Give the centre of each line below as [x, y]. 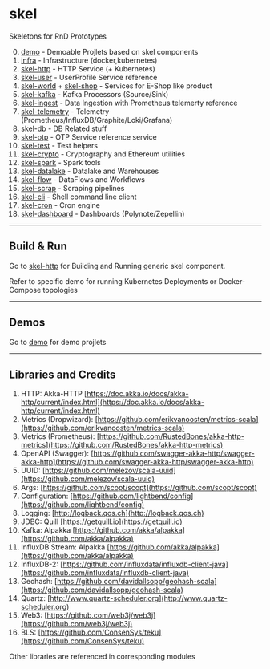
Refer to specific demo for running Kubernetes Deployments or [113, 281]
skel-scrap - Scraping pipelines [73, 188]
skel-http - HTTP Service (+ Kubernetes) [88, 68]
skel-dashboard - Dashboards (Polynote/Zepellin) [103, 213]
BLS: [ [30, 633]
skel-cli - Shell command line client [79, 197]
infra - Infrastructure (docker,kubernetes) [89, 60]
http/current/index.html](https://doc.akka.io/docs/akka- [113, 403]
